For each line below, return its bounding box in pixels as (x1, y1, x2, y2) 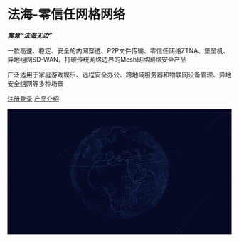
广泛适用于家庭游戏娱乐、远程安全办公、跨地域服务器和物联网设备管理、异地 (7, 70, 232, 79)
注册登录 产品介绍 (7, 94, 59, 103)
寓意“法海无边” (7, 31, 53, 40)
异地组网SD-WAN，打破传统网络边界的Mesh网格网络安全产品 (7, 55, 187, 64)
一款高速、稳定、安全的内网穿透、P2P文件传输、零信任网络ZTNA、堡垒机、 (7, 46, 230, 55)
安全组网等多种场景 (7, 79, 64, 87)
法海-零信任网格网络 (7, 6, 126, 23)
